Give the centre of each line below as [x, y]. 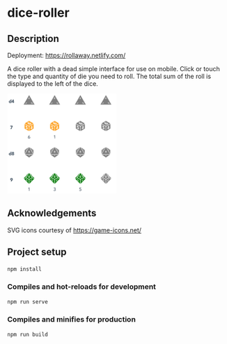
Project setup [37, 252]
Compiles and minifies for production [71, 319]
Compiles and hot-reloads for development [82, 286]
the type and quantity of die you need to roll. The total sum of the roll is [109, 76]
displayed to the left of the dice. [53, 84]
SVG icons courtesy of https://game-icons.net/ [74, 230]
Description [33, 39]
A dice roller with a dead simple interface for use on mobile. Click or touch [114, 69]
